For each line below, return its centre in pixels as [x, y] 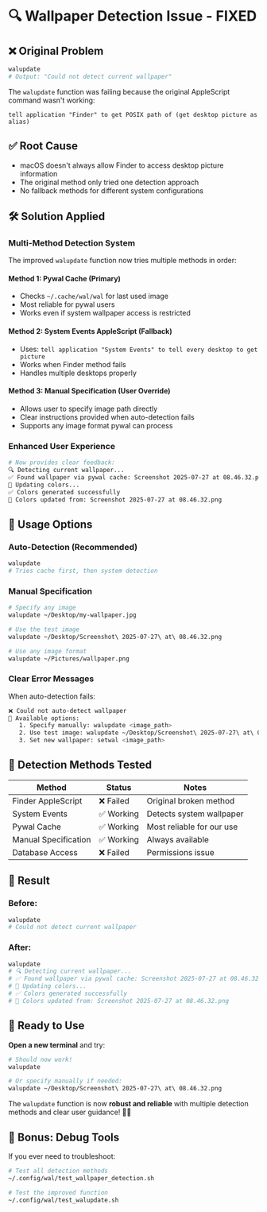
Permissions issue [180, 852]
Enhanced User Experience [62, 446]
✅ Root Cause [43, 146]
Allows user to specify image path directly [89, 409]
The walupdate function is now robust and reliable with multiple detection [128, 1104]
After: [20, 947]
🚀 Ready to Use [46, 1026]
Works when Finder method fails [73, 364]
